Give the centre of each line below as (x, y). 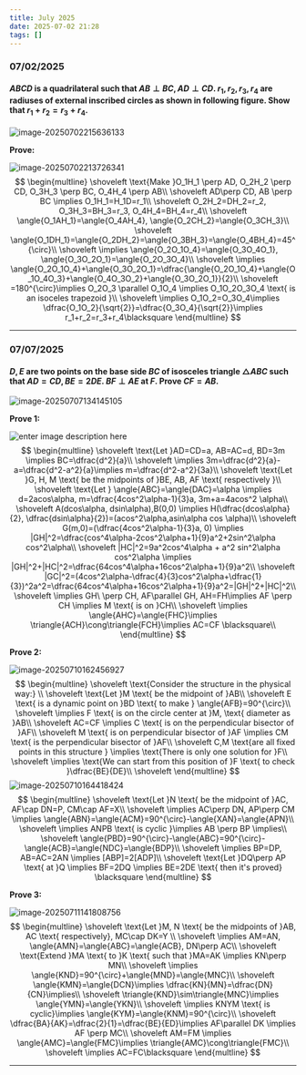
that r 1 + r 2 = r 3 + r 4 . (49, 111)
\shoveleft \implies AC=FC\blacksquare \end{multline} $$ (153, 1052)
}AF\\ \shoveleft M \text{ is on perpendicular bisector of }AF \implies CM (153, 732)
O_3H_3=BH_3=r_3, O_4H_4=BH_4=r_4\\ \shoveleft (153, 211)
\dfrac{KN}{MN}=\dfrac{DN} (219, 985)
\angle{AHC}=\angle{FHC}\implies (153, 615)
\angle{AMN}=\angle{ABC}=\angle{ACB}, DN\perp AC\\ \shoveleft (153, 946)
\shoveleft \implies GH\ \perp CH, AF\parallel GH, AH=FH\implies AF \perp (153, 596)
